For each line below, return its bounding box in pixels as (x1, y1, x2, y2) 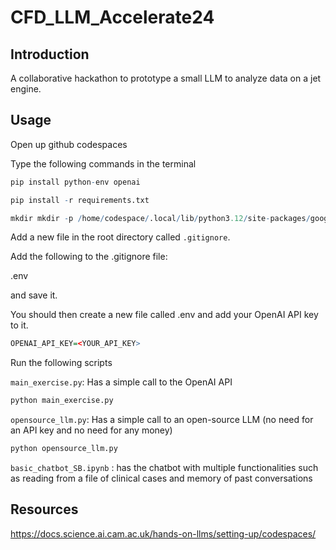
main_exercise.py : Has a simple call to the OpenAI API (10, 376, 233, 388)
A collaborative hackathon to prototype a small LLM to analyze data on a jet (10, 72, 322, 84)
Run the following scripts (10, 357, 113, 369)
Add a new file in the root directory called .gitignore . (10, 231, 231, 243)
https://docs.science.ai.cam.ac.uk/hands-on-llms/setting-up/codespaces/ (10, 527, 317, 540)
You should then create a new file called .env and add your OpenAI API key (10, 309, 319, 321)
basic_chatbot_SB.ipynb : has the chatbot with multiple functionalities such (10, 462, 319, 474)
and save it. (10, 289, 58, 301)
